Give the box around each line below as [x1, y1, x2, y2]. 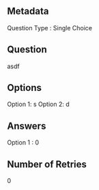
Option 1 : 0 [7, 138, 40, 147]
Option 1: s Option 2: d [7, 100, 70, 109]
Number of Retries [7, 158, 87, 170]
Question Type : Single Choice [7, 23, 92, 32]
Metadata [7, 6, 49, 17]
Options [7, 82, 42, 94]
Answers [7, 120, 46, 131]
